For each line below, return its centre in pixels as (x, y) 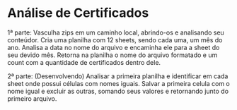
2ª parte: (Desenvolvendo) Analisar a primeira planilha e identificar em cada (118, 76)
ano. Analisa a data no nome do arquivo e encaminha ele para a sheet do (114, 47)
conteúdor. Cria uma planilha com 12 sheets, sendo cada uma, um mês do (115, 39)
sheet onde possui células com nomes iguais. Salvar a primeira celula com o (118, 83)
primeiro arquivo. (32, 98)
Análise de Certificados (78, 13)
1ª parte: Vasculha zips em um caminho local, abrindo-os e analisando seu (116, 32)
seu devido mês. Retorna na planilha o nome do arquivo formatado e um (112, 55)
